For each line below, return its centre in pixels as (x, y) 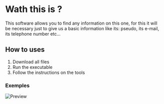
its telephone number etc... (33, 34)
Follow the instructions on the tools (49, 72)
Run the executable (32, 67)
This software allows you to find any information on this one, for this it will (81, 23)
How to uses (25, 49)
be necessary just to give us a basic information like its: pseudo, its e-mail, (82, 28)
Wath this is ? (34, 9)
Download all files (31, 62)
